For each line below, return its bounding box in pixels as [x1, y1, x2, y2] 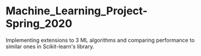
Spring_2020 [5, 17, 73, 30]
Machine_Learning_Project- [5, 4, 148, 18]
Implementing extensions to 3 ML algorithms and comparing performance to [5, 36, 195, 43]
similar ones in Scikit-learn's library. [5, 43, 94, 50]
